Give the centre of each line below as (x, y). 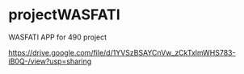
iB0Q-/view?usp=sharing (50, 61)
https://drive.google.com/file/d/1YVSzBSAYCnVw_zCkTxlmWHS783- (122, 52)
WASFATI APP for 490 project (58, 37)
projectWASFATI (65, 15)
